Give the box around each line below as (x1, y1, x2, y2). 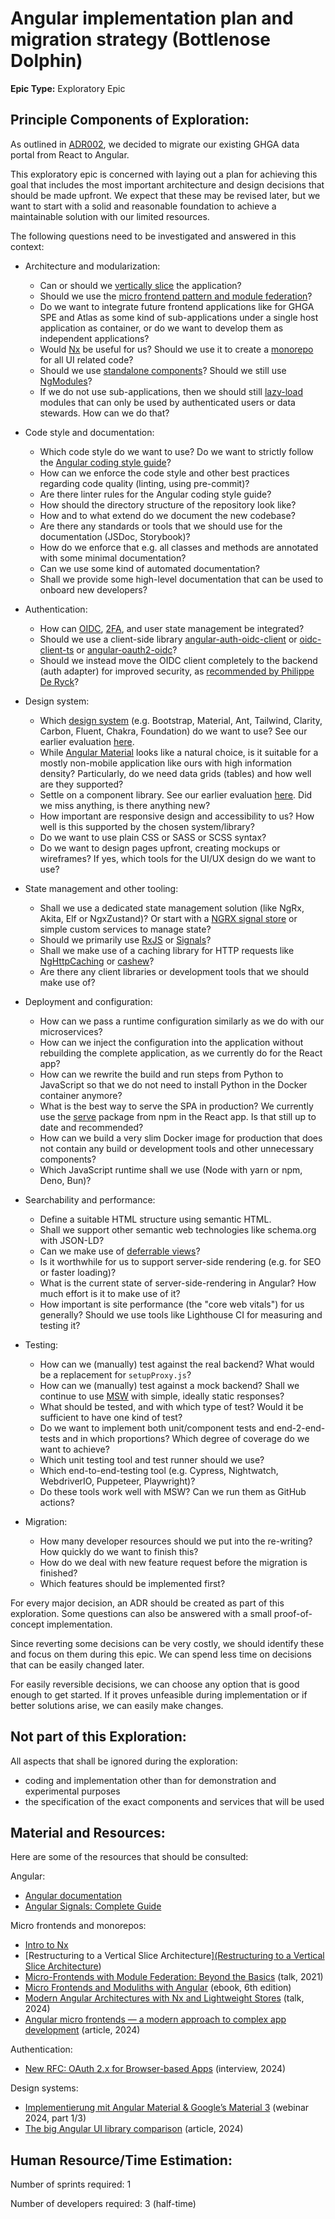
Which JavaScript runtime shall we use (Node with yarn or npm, (39, 1163, 303, 1176)
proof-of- (273, 1607, 313, 1619)
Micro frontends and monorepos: (10, 1920, 147, 1932)
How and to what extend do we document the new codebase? (39, 509, 296, 521)
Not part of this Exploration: (10, 1728, 187, 1746)
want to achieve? (39, 1443, 110, 1455)
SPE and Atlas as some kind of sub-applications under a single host (39, 311, 319, 323)
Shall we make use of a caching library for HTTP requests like (39, 944, 295, 956)
